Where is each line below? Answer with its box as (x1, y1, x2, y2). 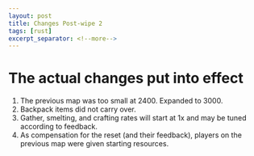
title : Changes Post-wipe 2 (8, 19, 103, 27)
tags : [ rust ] (8, 27, 52, 35)
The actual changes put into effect (8, 70, 244, 87)
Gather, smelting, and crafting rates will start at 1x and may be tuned (19, 113, 248, 123)
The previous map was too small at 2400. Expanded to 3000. (19, 96, 223, 106)
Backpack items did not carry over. (19, 104, 137, 114)
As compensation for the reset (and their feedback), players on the (19, 130, 242, 140)
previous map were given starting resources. (19, 139, 169, 149)
